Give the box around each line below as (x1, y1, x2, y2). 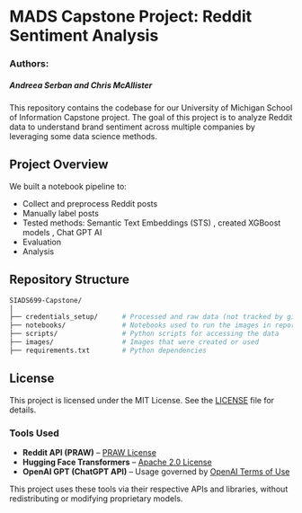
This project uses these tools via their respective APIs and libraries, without (9, 483, 289, 494)
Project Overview (9, 157, 109, 172)
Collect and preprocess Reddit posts (22, 198, 158, 208)
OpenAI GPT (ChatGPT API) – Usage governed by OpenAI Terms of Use (22, 465, 290, 477)
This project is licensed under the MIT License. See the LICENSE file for (9, 394, 275, 405)
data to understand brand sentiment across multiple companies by (9, 121, 256, 132)
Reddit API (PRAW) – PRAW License (22, 447, 157, 457)
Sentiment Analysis (9, 25, 159, 46)
